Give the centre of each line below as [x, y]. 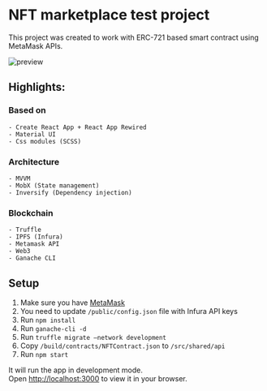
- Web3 [19, 251]
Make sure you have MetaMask [73, 303]
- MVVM [19, 178]
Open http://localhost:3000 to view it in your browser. [98, 379]
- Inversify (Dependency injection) [70, 192]
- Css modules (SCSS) [45, 141]
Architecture [34, 161]
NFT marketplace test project [109, 15]
